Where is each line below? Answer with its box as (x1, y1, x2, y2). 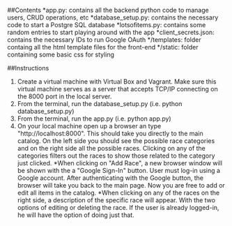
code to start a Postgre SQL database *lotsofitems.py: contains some (7, 21, 206, 29)
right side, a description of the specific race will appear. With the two (17, 196, 216, 204)
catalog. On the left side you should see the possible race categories (17, 137, 215, 145)
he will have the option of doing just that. (17, 211, 134, 219)
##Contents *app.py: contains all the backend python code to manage (7, 6, 209, 14)
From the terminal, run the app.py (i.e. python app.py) (17, 114, 172, 123)
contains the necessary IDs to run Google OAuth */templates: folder (7, 36, 201, 44)
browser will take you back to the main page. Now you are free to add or (17, 181, 225, 189)
